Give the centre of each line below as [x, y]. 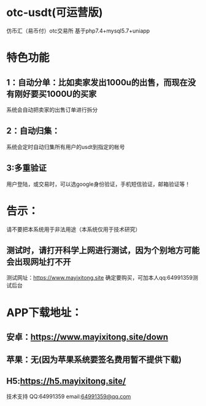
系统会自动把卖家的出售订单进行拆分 [52, 109]
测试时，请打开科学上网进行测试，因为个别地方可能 [103, 250]
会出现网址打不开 [39, 262]
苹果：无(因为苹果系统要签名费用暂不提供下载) [94, 360]
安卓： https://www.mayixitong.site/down [87, 337]
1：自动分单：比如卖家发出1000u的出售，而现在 [97, 82]
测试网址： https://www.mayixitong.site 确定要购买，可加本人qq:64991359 [100, 278]
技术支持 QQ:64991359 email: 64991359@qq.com [69, 397]
